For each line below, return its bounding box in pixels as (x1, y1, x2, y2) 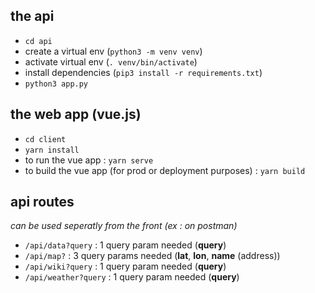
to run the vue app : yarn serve (24, 154, 154, 166)
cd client (24, 134, 67, 144)
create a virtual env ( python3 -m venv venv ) (24, 45, 203, 57)
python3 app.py (24, 79, 89, 89)
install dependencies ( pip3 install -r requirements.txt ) (24, 66, 263, 78)
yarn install (24, 145, 80, 155)
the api (10, 8, 55, 25)
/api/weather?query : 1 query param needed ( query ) (24, 271, 240, 283)
